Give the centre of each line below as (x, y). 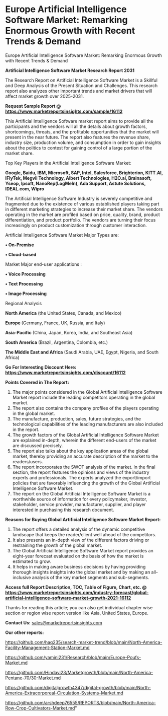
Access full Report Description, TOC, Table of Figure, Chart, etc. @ (76, 587)
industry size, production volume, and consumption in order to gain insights (83, 142)
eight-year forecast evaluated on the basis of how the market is (78, 556)
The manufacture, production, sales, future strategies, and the (77, 418)
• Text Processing (24, 283)
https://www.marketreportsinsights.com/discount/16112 (66, 372)
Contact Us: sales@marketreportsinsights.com (54, 622)
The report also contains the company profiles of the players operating (86, 408)
